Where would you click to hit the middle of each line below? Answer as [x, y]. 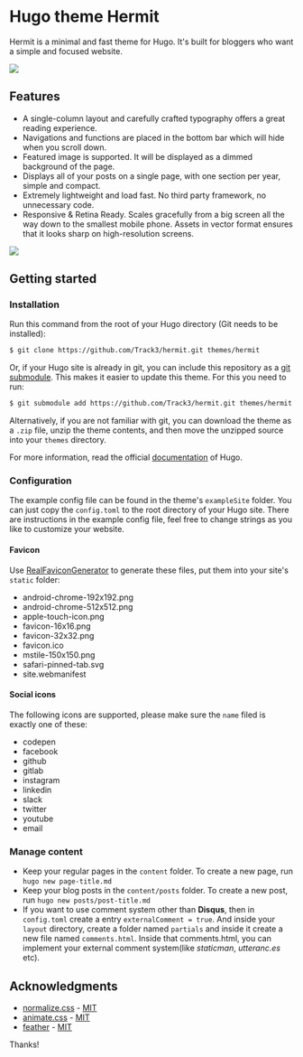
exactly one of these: [49, 724]
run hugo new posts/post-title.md [87, 900]
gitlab [33, 771]
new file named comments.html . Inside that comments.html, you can [147, 939]
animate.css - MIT [56, 1017]
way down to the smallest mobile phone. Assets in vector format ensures [157, 224]
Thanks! [24, 1044]
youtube [38, 818]
